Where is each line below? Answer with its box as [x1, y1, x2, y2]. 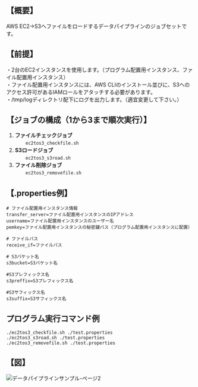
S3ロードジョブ [14, 146, 54, 154]
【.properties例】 [6, 188, 73, 198]
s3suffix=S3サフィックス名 [6, 296, 67, 302]
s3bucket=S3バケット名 [6, 260, 58, 266]
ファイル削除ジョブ [14, 161, 62, 168]
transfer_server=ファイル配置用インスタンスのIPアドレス [6, 212, 134, 218]
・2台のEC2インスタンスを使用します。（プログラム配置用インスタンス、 [6, 66, 183, 73]
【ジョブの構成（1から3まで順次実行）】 [6, 115, 152, 125]
